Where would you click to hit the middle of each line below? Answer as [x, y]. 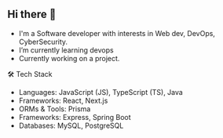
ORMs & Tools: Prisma [55, 109]
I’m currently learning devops [66, 50]
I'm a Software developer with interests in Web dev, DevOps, [117, 33]
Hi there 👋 [32, 15]
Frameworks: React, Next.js [63, 100]
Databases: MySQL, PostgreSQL [71, 125]
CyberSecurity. [43, 42]
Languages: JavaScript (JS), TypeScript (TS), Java [101, 92]
